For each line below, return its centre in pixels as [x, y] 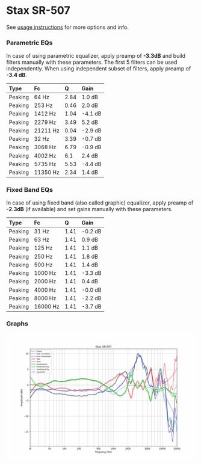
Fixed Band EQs [29, 189]
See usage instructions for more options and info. [68, 27]
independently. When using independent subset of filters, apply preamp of [99, 69]
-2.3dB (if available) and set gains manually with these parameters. [89, 209]
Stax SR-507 [38, 11]
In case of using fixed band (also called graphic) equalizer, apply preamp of [100, 203]
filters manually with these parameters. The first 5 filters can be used [92, 62]
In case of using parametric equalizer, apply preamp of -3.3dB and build [96, 56]
